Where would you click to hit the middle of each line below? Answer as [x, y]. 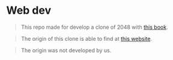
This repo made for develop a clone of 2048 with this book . [94, 27]
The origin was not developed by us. [66, 50]
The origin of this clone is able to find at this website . [86, 38]
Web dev [29, 10]
